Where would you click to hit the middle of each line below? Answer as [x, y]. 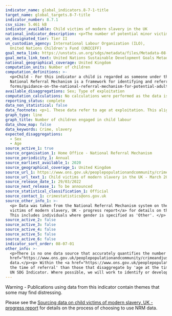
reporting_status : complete [35, 101]
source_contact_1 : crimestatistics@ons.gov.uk [56, 196]
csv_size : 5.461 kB [26, 24]
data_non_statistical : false [36, 106]
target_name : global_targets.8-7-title [48, 15]
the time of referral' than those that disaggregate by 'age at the [84, 268]
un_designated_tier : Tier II [36, 39]
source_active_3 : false [31, 225]
